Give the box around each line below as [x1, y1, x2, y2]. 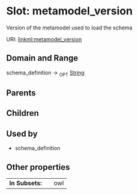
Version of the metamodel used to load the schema [6, 24, 133, 31]
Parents [6, 88, 36, 98]
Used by [6, 128, 38, 139]
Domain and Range [6, 53, 79, 64]
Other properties [6, 162, 70, 172]
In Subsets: [9, 179, 42, 187]
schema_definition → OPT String [6, 69, 85, 77]
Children [6, 108, 39, 118]
